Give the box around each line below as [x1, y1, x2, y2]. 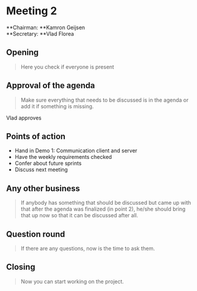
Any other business [6, 183, 80, 193]
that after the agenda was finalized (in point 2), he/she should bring [20, 205, 186, 212]
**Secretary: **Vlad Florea [6, 30, 74, 37]
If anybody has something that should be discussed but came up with [20, 199, 192, 206]
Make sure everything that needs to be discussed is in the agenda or [20, 96, 189, 104]
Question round [6, 229, 65, 239]
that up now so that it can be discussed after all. [20, 212, 138, 219]
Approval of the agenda [6, 80, 95, 90]
